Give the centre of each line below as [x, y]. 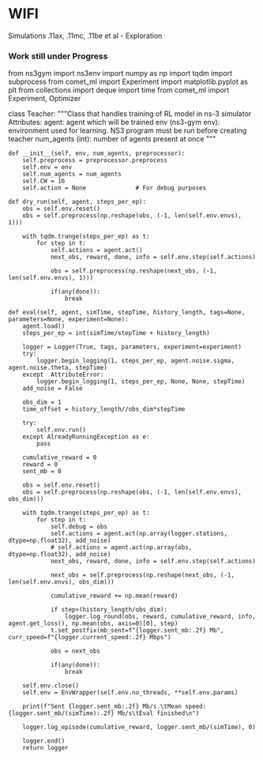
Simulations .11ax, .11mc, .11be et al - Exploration [85, 36]
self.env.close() [51, 686]
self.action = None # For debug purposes [115, 188]
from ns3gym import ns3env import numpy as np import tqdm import [120, 73]
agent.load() [44, 326]
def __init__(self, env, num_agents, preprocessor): [97, 154]
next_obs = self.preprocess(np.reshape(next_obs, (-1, [143, 575]
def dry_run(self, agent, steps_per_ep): [77, 202]
